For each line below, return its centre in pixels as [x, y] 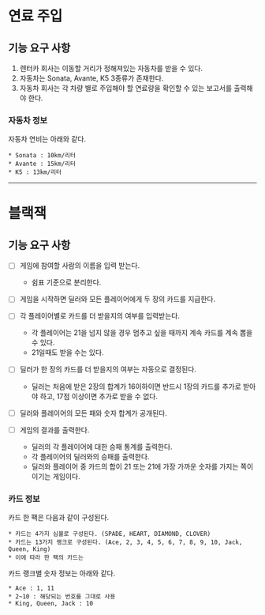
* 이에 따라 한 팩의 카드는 [46, 557]
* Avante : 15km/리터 [42, 164]
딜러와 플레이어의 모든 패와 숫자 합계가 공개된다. [93, 413]
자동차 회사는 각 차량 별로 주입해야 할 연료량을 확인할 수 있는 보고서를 [126, 88]
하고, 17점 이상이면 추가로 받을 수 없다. [99, 396]
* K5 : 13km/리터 [35, 172]
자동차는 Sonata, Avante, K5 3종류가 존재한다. [91, 78]
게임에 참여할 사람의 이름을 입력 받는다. [80, 266]
